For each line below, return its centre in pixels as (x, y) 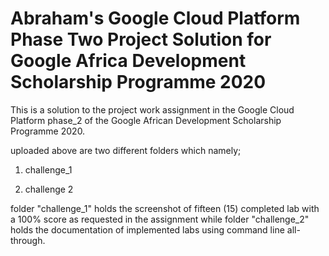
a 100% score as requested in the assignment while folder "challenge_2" (160, 219)
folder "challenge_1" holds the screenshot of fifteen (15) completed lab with (165, 208)
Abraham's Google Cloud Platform (155, 18)
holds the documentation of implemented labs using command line (147, 229)
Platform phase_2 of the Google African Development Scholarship (146, 120)
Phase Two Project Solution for (141, 39)
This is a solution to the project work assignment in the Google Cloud (152, 109)
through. (28, 240)
